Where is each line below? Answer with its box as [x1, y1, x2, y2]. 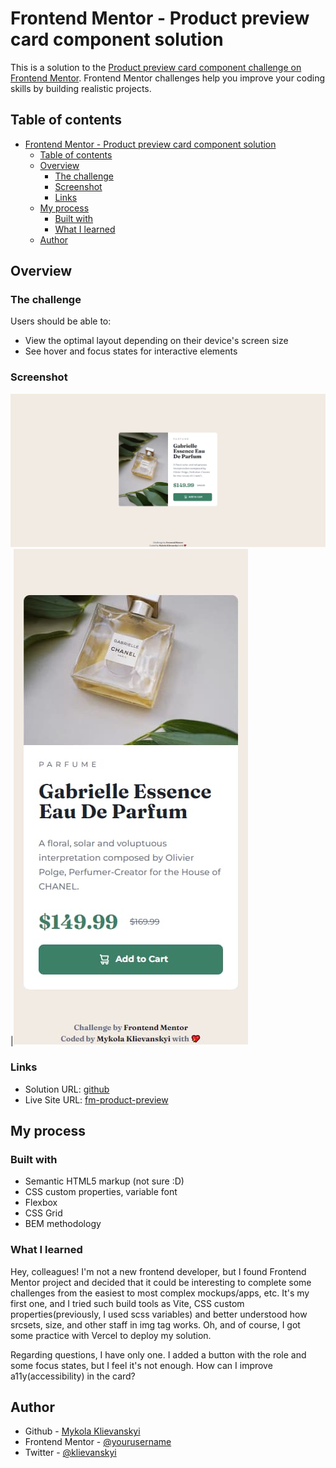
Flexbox [24, 1197, 58, 1209]
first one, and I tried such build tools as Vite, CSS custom [10, 1297, 245, 1309]
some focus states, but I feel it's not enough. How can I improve [10, 1359, 273, 1371]
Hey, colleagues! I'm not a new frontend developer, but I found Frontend [10, 1265, 307, 1277]
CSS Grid [24, 1207, 63, 1219]
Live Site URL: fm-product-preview [24, 1093, 169, 1106]
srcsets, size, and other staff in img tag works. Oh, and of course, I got [10, 1318, 301, 1331]
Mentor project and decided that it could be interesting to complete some [10, 1276, 312, 1288]
